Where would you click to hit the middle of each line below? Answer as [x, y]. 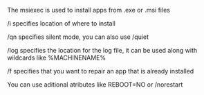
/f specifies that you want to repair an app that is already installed [101, 71]
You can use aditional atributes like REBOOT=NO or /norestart [95, 85]
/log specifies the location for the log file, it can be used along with [102, 50]
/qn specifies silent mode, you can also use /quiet [78, 37]
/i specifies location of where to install [61, 23]
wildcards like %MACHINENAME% [56, 58]
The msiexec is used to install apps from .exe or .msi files [89, 10]
